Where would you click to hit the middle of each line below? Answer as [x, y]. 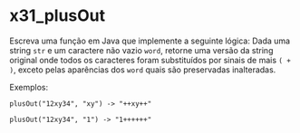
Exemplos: [29, 87]
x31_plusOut [58, 16]
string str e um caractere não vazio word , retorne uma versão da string [141, 50]
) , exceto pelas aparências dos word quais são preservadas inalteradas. [143, 70]
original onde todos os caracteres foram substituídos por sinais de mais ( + [150, 60]
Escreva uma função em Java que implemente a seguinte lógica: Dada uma [150, 41]
